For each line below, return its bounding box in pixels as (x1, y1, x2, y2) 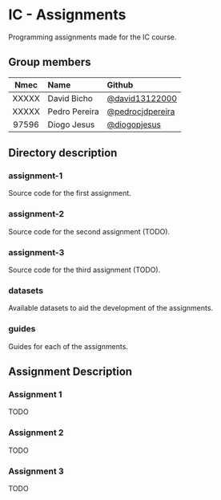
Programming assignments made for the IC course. (8, 32, 177, 42)
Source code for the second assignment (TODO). (8, 226, 171, 236)
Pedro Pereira (47, 106, 99, 117)
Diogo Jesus (47, 119, 95, 130)
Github (106, 79, 134, 90)
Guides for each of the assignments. (8, 341, 128, 351)
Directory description (8, 146, 118, 160)
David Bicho (47, 92, 94, 104)
